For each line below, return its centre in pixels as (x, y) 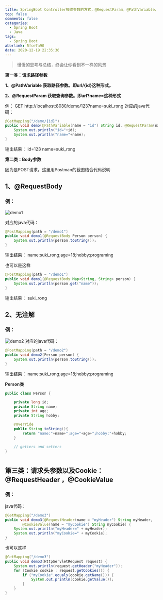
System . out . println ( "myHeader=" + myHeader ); (61, 529)
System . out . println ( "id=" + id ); (45, 130)
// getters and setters (38, 447)
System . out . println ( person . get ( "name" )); (56, 283)
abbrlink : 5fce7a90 (25, 46)
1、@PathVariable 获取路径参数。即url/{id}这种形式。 (59, 85)
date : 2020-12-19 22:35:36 (32, 50)
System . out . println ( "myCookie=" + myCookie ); (61, 533)
